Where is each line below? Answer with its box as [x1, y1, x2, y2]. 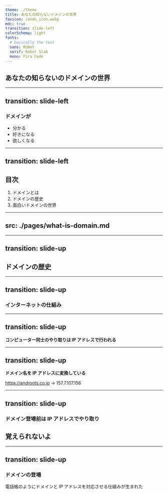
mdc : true [5, 21, 26, 27]
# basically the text [9, 40, 55, 45]
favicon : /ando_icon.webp [5, 17, 59, 22]
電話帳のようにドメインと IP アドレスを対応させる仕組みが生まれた [5, 483, 143, 489]
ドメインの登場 [5, 471, 41, 478]
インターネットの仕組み [5, 301, 61, 308]
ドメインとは [12, 190, 39, 196]
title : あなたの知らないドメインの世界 [5, 12, 77, 17]
